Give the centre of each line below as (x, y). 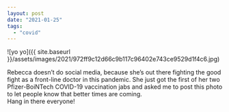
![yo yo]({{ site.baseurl (39, 52)
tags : (15, 26)
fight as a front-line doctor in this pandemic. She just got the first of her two (113, 80)
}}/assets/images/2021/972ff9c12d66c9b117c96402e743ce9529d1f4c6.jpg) (113, 59)
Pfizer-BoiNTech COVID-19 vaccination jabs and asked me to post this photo (115, 87)
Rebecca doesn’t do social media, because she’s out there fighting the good (114, 72)
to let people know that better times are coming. (75, 94)
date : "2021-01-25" (35, 20)
